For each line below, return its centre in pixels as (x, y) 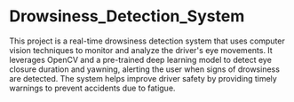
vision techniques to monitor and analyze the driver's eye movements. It (141, 50)
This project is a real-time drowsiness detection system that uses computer (147, 41)
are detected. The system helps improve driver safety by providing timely (143, 78)
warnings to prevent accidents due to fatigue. (92, 88)
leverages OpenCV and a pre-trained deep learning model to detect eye (141, 59)
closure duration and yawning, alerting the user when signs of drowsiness (144, 69)
